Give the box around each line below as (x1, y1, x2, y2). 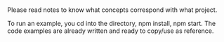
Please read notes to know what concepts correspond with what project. (7, 6, 218, 14)
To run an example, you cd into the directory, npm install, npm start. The (7, 19, 216, 27)
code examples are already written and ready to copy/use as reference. (7, 27, 214, 35)
